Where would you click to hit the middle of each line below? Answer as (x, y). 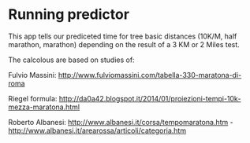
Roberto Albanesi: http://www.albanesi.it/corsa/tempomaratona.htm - (121, 122)
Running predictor (69, 15)
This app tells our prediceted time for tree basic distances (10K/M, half (123, 36)
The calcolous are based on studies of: (72, 60)
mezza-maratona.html (44, 107)
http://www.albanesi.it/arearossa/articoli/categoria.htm (97, 130)
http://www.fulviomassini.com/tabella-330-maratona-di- (150, 75)
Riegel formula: (33, 98)
